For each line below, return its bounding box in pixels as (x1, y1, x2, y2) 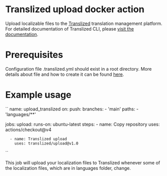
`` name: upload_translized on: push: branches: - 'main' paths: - (5, 106, 139, 112)
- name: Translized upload (10, 136, 67, 141)
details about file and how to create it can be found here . (5, 71, 124, 77)
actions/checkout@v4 (5, 126, 52, 133)
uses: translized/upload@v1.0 (14, 141, 79, 146)
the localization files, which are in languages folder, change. (5, 165, 131, 171)
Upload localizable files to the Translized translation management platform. (5, 20, 163, 26)
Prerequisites (5, 49, 64, 61)
